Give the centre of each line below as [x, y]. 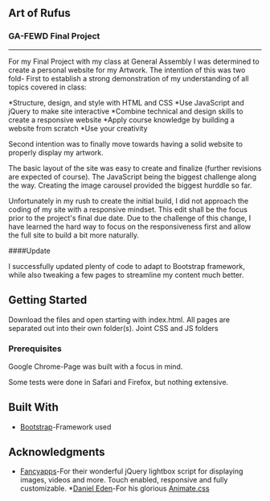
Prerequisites [35, 349]
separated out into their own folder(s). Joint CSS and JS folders [113, 328]
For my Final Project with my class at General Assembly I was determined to [134, 61]
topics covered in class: [47, 87]
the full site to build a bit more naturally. [74, 235]
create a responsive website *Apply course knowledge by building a [121, 119]
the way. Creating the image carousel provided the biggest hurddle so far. [130, 185]
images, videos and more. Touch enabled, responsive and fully [124, 480]
